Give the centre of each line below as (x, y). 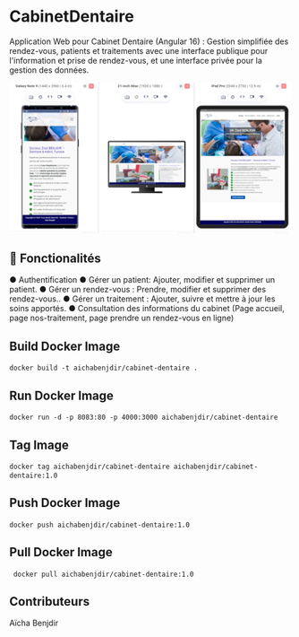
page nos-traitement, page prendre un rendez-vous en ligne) (122, 318)
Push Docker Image (65, 503)
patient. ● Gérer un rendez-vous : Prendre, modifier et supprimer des (138, 290)
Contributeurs (50, 602)
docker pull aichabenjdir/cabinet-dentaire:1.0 (103, 574)
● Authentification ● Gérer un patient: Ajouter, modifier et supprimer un (142, 280)
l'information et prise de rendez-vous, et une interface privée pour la (136, 60)
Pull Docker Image (61, 552)
